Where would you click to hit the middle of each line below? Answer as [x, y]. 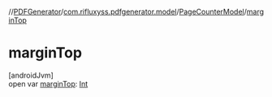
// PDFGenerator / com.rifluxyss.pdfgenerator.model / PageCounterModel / [128, 12]
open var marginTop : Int [48, 83]
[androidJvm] [31, 75]
